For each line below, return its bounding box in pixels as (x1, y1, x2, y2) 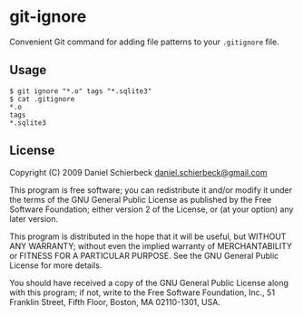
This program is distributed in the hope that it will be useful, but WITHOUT (9, 231, 287, 242)
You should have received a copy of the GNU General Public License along (9, 277, 288, 288)
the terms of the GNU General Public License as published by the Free (9, 194, 272, 205)
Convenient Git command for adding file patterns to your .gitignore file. (9, 36, 279, 47)
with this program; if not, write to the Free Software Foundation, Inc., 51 (9, 287, 275, 298)
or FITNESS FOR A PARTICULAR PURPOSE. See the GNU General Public (9, 250, 279, 261)
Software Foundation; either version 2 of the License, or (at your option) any (9, 204, 294, 215)
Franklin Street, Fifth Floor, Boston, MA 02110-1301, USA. (9, 296, 220, 307)
